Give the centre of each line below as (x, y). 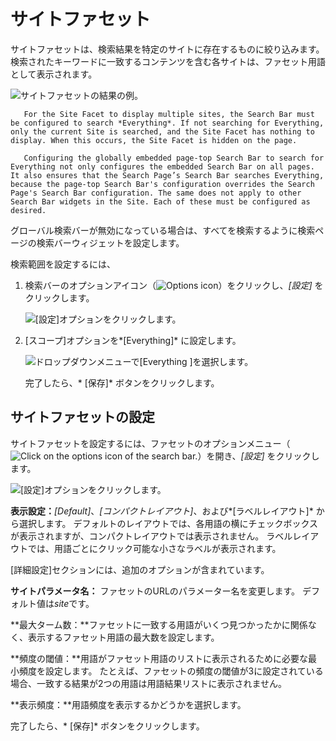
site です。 (74, 603)
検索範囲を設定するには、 (63, 264)
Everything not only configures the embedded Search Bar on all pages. (162, 166)
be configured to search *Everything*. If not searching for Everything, (167, 123)
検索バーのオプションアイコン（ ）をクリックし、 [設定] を (174, 285)
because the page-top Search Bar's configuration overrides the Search (162, 184)
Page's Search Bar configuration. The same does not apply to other (156, 193)
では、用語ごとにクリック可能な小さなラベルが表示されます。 (154, 548)
